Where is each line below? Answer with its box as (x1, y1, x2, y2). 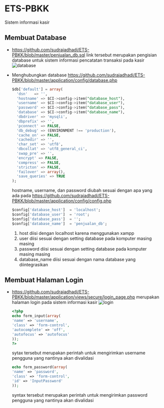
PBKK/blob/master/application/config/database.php (11, 77, 118, 83)
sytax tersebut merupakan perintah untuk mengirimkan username (11, 350, 146, 356)
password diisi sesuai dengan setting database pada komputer (19, 246, 147, 252)
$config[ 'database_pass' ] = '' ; (11, 217, 81, 222)
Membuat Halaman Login (4, 276, 83, 284)
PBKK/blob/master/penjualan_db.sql (11, 52, 85, 58)
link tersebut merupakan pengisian (86, 52, 157, 58)
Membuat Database (4, 34, 67, 42)
